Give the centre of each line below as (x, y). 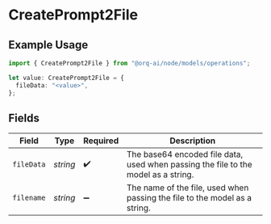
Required (101, 141)
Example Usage (48, 45)
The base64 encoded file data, (185, 154)
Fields (24, 118)
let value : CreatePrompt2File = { (67, 78)
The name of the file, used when (188, 188)
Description (193, 141)
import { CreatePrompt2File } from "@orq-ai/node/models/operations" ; (129, 63)
